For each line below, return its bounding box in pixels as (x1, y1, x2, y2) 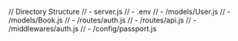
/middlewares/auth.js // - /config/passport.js (8, 24, 157, 33)
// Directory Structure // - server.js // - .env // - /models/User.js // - (8, 7, 232, 16)
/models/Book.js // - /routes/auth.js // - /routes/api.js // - (8, 15, 197, 25)
